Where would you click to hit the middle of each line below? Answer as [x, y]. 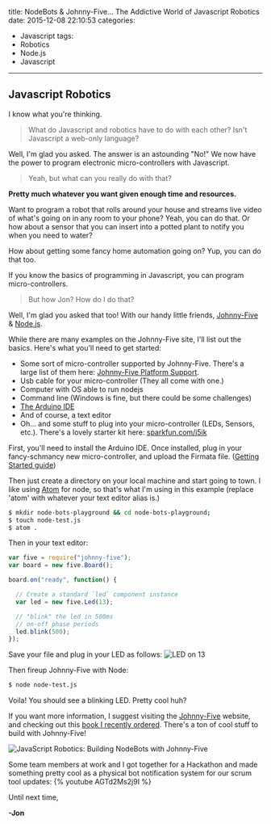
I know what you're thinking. [55, 114]
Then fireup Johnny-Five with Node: [69, 671]
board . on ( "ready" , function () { [63, 580]
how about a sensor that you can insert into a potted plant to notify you [126, 226]
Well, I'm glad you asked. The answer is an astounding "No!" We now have [132, 153]
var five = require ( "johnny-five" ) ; [70, 558]
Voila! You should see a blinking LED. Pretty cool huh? [98, 700]
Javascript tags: [47, 36]
